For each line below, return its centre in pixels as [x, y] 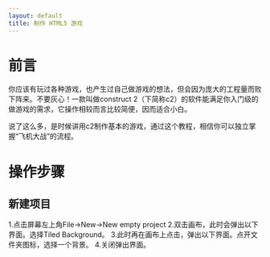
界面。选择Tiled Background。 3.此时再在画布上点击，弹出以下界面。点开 [130, 235]
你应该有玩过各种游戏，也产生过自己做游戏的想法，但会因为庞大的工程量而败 [135, 89]
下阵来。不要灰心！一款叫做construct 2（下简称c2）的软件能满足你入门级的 [133, 99]
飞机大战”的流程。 [49, 137]
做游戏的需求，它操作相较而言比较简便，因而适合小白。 [100, 109]
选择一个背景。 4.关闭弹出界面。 [97, 245]
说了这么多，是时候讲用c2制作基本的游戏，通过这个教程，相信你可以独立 [129, 126]
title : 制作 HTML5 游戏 [45, 23]
